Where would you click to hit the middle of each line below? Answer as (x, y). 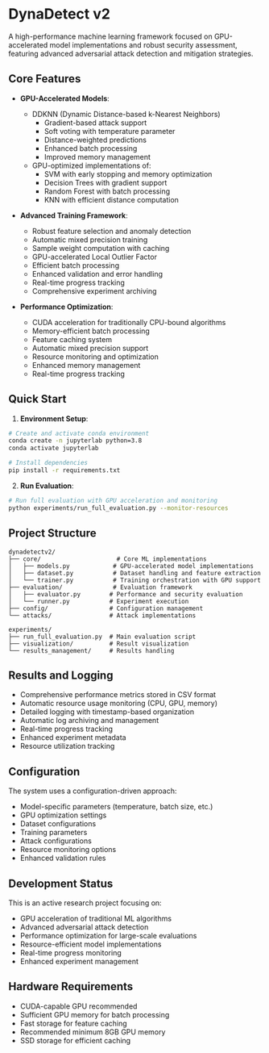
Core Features (45, 79)
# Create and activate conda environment (79, 433)
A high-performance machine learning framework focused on (110, 36)
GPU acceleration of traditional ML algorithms (95, 918)
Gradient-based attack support (95, 123)
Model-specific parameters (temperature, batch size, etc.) (116, 807)
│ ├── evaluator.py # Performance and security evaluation (126, 594)
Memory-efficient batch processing (91, 331)
